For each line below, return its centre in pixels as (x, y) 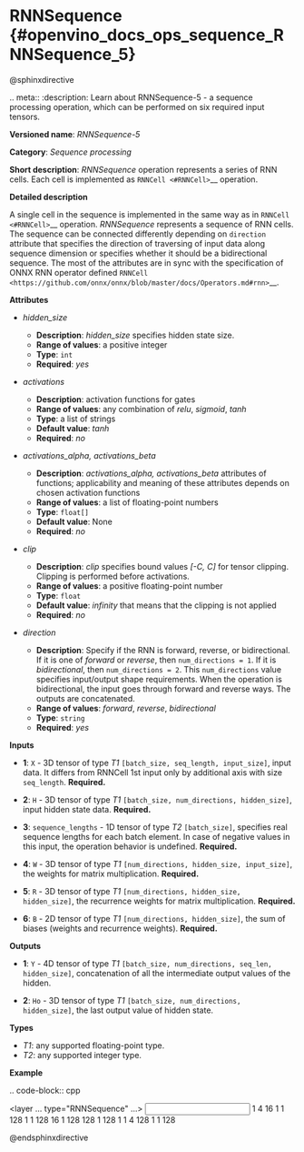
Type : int (54, 354)
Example (26, 1072)
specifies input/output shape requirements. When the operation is (159, 679)
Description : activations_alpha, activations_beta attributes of (151, 473)
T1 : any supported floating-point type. (93, 1045)
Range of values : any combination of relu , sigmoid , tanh (141, 409)
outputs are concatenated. (86, 698)
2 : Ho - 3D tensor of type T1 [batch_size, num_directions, (132, 1000)
